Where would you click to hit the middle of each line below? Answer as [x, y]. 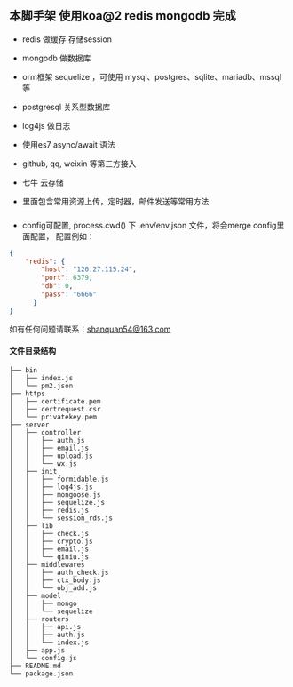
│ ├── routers [39, 619]
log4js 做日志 [46, 125]
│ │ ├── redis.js [49, 510]
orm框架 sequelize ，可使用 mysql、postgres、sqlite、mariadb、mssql [152, 76]
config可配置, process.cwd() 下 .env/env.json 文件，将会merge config [149, 225]
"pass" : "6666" [69, 295]
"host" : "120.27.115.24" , [89, 269]
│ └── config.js [43, 658]
